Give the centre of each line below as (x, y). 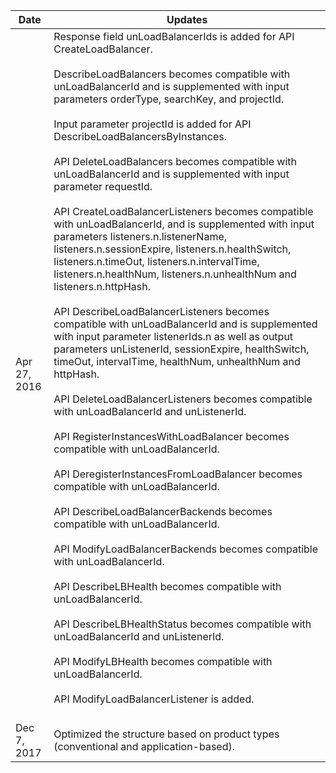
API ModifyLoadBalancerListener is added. (154, 699)
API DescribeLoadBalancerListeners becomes (161, 311)
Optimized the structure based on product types (166, 734)
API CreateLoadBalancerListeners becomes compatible (183, 211)
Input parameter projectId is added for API (152, 124)
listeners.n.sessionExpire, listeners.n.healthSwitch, (172, 249)
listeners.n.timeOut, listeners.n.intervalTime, (156, 261)
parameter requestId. (103, 186)
